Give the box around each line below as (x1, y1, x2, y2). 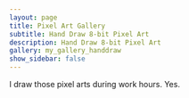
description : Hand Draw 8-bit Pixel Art (9, 37, 162, 47)
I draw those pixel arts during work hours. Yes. (9, 79, 181, 89)
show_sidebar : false (9, 54, 86, 63)
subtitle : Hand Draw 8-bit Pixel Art (9, 29, 150, 38)
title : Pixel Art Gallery (9, 21, 105, 30)
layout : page (9, 12, 58, 22)
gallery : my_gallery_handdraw (9, 46, 122, 55)
